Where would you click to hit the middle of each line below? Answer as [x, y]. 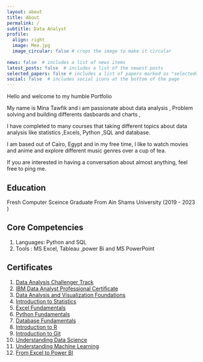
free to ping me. [27, 169]
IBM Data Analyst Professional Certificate [67, 288]
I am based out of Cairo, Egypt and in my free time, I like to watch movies [98, 144]
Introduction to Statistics [46, 301]
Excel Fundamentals [40, 308]
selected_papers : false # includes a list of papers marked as [88, 74]
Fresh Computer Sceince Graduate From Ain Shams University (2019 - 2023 [101, 202]
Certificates [30, 268]
